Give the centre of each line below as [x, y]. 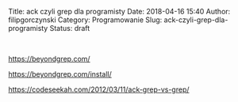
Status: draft [70, 28]
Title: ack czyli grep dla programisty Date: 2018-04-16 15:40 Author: [119, 11]
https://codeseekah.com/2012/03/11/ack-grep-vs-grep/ [99, 89]
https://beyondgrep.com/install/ [60, 74]
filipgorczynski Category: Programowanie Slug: [85, 20]
